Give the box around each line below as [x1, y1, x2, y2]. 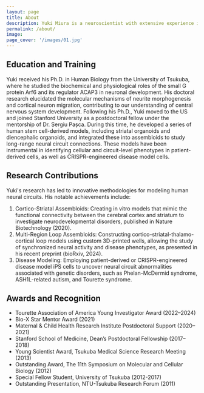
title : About [6, 15, 39, 21]
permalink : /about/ [6, 25, 56, 32]
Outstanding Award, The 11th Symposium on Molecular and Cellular [15, 361, 183, 368]
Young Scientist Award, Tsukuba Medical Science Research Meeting [15, 348, 186, 355]
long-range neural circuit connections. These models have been [6, 140, 167, 147]
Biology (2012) [15, 368, 52, 375]
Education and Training [6, 59, 96, 70]
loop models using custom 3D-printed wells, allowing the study [35, 237, 193, 244]
